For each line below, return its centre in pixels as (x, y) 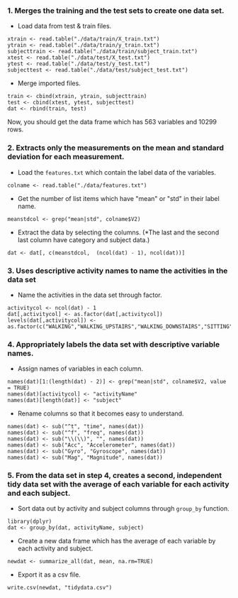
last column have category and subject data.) (84, 239)
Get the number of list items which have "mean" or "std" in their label (118, 198)
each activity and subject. (55, 548)
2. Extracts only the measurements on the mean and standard (116, 148)
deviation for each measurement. (66, 157)
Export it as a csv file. (49, 575)
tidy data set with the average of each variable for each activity (118, 484)
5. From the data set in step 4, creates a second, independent (114, 476)
